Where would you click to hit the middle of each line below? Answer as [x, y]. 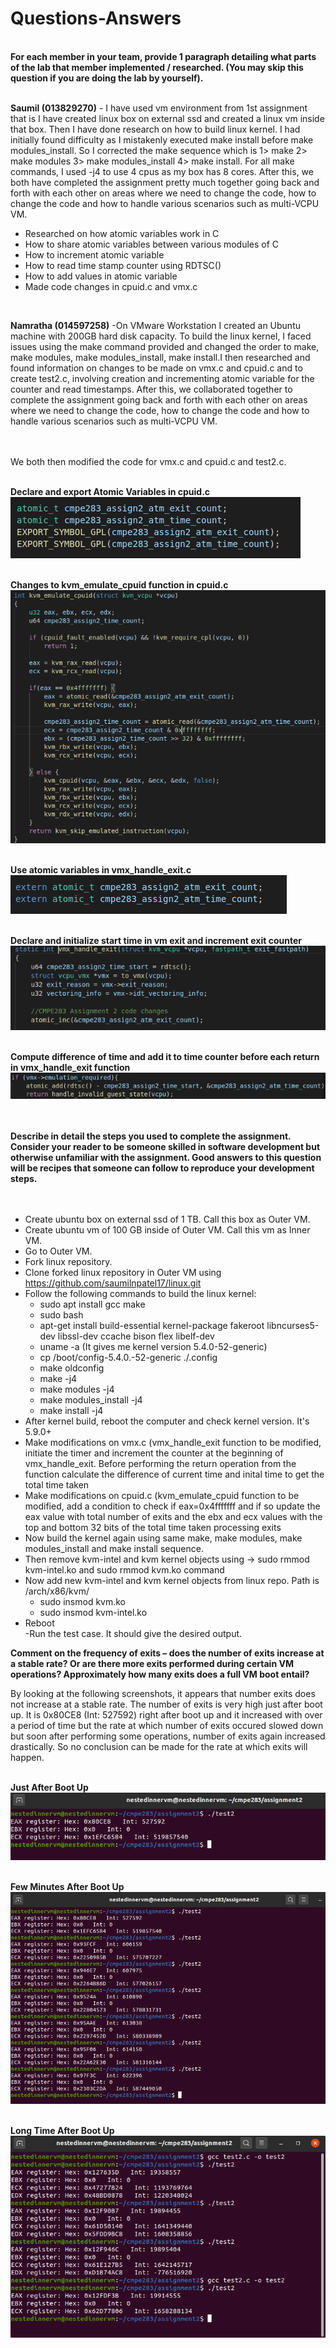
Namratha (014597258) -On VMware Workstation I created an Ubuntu [155, 325]
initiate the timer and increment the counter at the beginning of [154, 1453]
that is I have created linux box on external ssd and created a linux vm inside [167, 118]
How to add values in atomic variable [101, 276]
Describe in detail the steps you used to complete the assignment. [151, 1136]
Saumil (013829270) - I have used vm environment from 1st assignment [159, 108]
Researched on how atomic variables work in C [122, 233]
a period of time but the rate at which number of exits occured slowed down [167, 1726]
